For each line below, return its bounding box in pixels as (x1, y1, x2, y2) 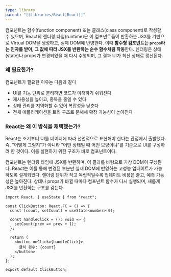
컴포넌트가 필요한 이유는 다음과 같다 (5, 79, 77, 85)
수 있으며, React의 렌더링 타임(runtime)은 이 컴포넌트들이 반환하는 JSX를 (5, 33, 152, 39)
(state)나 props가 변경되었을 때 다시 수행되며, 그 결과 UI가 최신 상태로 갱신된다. (5, 52, 163, 59)
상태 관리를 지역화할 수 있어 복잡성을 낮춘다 (12, 103, 99, 109)
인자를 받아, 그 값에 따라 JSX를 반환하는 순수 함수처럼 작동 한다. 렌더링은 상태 (10, 46, 162, 52)
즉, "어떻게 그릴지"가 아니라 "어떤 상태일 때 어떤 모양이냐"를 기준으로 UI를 (5, 142, 152, 148)
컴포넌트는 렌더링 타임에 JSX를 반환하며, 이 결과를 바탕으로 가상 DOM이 (5, 159, 149, 165)
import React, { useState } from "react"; (5, 195, 97, 200)
